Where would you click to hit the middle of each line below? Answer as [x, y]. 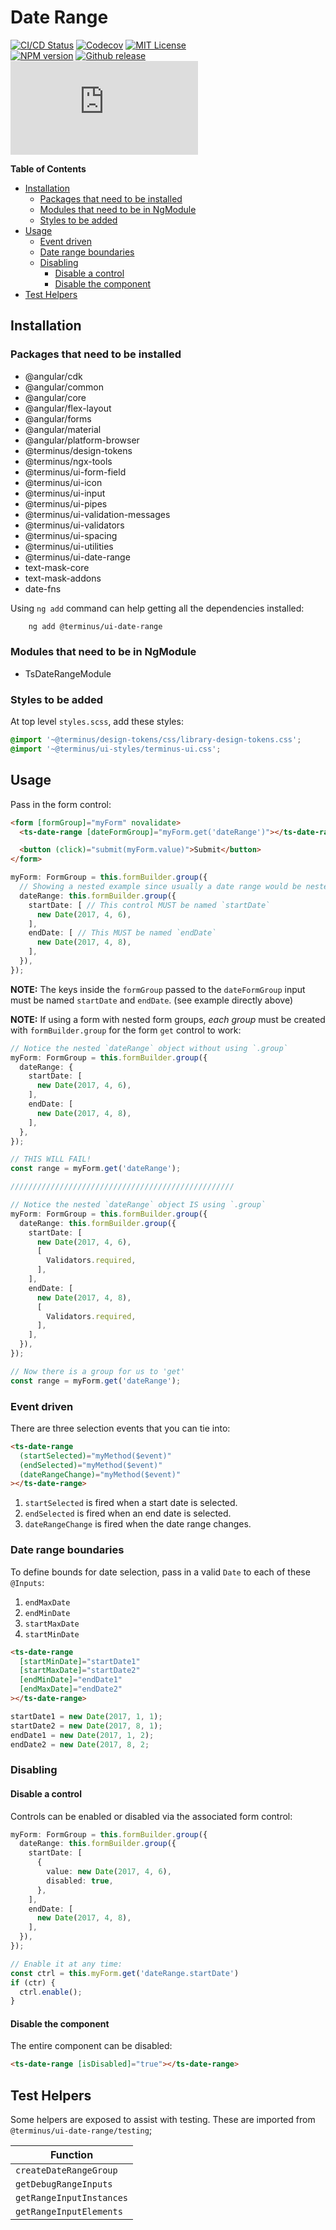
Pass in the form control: [61, 804]
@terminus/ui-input [65, 493]
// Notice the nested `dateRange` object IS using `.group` [138, 1205]
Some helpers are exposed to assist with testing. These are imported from [163, 2120]
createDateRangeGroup [66, 2170]
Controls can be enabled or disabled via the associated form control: [151, 1816]
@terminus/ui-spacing [71, 535]
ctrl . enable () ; [51, 1992]
